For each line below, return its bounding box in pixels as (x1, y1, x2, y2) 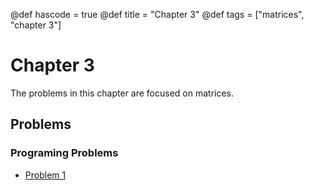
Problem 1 (24, 169, 67, 181)
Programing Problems (10, 146, 119, 160)
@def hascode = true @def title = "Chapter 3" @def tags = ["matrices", (10, 9, 305, 20)
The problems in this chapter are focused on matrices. (10, 87, 235, 99)
